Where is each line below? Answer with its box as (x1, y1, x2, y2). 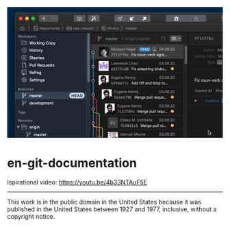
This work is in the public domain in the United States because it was (7, 198, 202, 206)
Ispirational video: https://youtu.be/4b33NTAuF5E (7, 178, 148, 186)
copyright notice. (7, 212, 55, 220)
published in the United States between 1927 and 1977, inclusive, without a (7, 205, 217, 213)
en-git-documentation (7, 156, 137, 171)
